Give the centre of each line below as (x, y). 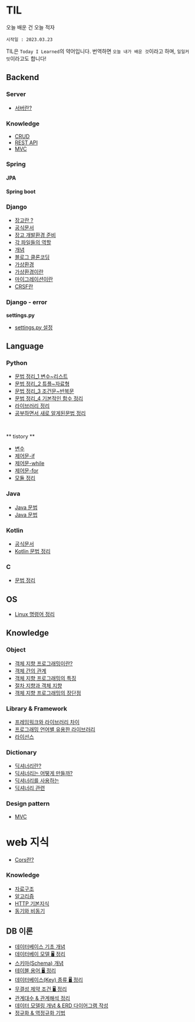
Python (17, 363)
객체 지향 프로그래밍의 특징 (45, 678)
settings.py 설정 (34, 327)
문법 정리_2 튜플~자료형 (42, 384)
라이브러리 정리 (32, 406)
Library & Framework (37, 709)
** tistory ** (21, 436)
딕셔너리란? (28, 766)
